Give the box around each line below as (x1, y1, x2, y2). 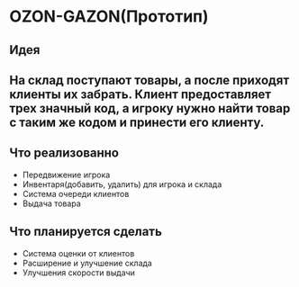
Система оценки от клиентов (22, 247, 135, 258)
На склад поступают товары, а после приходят (9, 72, 290, 87)
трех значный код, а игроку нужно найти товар (9, 101, 291, 116)
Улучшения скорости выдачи (22, 267, 135, 278)
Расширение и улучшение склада (22, 257, 153, 268)
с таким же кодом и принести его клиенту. (9, 114, 265, 130)
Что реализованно (9, 146, 120, 161)
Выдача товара (22, 198, 81, 209)
